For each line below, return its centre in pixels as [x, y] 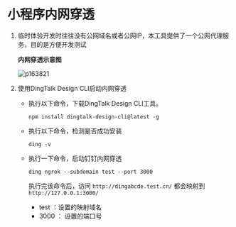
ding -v [39, 144]
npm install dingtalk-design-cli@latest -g [94, 117]
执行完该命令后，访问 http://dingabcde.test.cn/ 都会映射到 [117, 186]
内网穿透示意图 [39, 59]
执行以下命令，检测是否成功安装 [75, 131]
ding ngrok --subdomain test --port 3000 [90, 172]
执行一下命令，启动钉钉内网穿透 [75, 158]
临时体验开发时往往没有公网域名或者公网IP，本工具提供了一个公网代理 [120, 35]
